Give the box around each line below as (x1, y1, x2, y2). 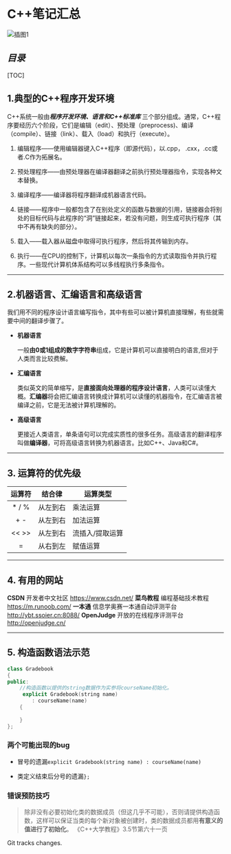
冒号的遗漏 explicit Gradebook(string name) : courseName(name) (16, 757, 201, 765)
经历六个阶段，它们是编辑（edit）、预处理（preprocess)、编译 (19, 121, 194, 129)
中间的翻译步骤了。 (12, 317, 67, 325)
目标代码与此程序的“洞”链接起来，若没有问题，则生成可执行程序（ (29, 214, 216, 222)
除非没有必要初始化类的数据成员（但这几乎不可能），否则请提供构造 (23, 808, 214, 816)
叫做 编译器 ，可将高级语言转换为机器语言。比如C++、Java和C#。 (16, 439, 202, 447)
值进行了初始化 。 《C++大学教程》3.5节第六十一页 (23, 825, 168, 833)
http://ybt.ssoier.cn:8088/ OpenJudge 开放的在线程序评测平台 (7, 611, 184, 619)
